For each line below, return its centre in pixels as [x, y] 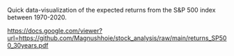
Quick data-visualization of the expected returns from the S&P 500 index [111, 10]
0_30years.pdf [28, 45]
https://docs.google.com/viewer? [55, 31]
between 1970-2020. [37, 17]
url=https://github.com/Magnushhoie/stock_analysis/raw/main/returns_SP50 [117, 38]
